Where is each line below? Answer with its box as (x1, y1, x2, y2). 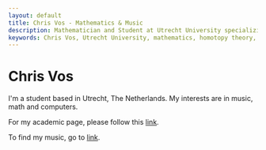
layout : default (8, 11, 62, 20)
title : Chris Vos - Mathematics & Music (8, 19, 144, 27)
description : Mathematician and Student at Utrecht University (8, 26, 222, 34)
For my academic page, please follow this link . (8, 118, 160, 127)
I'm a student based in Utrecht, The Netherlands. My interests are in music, (8, 94, 253, 103)
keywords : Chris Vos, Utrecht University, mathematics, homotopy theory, (8, 33, 257, 42)
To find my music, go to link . (8, 133, 101, 142)
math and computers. (8, 102, 78, 111)
